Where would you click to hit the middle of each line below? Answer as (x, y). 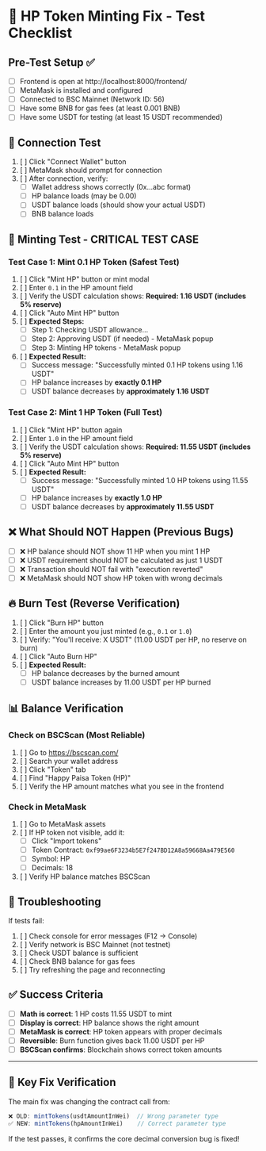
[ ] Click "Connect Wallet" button (73, 162)
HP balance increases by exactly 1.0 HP (97, 497)
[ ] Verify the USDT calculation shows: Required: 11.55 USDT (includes (135, 447)
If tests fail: (27, 920)
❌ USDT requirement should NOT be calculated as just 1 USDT (121, 560)
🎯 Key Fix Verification (62, 1082)
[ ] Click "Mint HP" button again (71, 430)
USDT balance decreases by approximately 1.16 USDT (120, 391)
